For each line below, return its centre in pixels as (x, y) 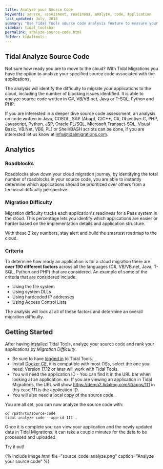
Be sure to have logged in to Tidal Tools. (53, 358)
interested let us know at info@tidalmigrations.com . (57, 134)
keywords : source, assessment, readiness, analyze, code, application (78, 14)
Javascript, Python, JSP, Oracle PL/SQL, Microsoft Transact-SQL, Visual (78, 124)
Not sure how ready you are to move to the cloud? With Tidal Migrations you (82, 68)
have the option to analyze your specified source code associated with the (80, 73)
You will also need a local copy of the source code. (63, 395)
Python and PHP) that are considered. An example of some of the (81, 271)
